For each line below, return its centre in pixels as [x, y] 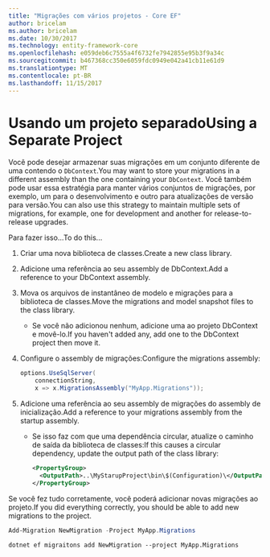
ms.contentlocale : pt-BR [50, 76]
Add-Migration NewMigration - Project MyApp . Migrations [102, 530]
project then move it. [66, 343]
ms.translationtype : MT [48, 68]
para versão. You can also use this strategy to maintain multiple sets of [125, 205]
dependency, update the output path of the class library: [125, 454]
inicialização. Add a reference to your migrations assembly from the [131, 412]
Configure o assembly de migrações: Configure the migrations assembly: [140, 358]
